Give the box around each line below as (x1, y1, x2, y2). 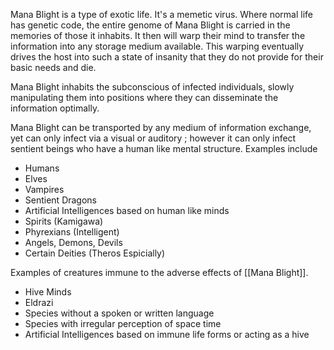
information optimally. (10, 102, 100, 114)
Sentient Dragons (24, 194, 98, 206)
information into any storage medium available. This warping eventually (10, 40, 305, 52)
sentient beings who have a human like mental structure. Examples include (10, 143, 318, 154)
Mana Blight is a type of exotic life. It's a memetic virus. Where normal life (10, 9, 313, 20)
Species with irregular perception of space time (24, 318, 222, 329)
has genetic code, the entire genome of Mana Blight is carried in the (10, 19, 291, 31)
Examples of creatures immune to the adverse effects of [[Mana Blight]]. (10, 267, 309, 278)
